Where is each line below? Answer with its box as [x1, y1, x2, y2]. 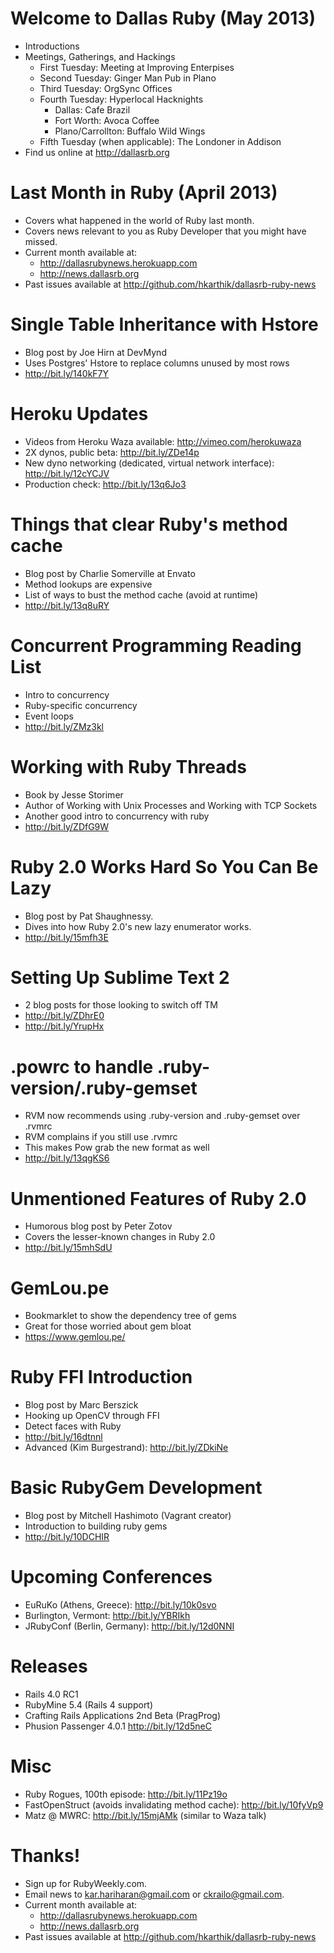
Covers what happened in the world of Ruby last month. [24, 214, 255, 226]
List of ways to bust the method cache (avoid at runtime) [24, 588, 259, 601]
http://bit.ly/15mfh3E [24, 931, 109, 943]
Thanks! [10, 1845, 81, 1867]
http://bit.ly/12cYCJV [24, 467, 110, 479]
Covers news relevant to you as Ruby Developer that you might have [24, 225, 307, 237]
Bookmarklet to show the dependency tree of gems [24, 1310, 237, 1322]
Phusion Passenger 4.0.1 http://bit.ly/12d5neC [24, 1720, 212, 1732]
